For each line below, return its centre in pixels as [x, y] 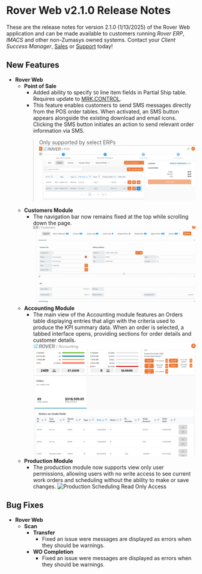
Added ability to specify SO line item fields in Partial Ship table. [110, 92]
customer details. [54, 340]
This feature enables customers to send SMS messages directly [112, 105]
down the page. [52, 223]
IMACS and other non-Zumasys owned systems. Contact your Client [91, 40]
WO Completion [53, 551]
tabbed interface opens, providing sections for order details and [112, 334]
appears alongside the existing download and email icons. [105, 118]
